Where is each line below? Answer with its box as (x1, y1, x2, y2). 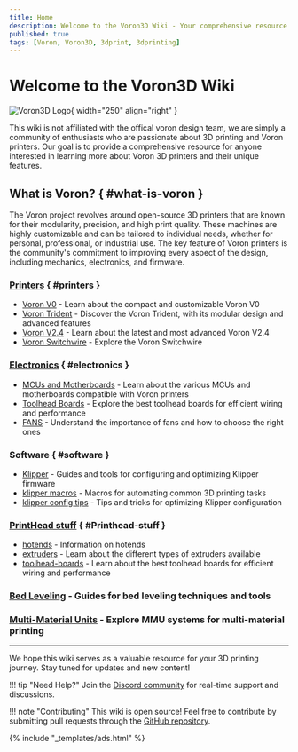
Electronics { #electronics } (9, 359, 130, 371)
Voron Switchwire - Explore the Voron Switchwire (21, 336, 202, 347)
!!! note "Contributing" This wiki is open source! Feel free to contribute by (9, 707, 277, 717)
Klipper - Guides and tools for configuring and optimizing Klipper (21, 468, 259, 479)
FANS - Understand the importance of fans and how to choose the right (21, 416, 284, 427)
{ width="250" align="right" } (70, 106, 178, 116)
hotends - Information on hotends (21, 539, 146, 550)
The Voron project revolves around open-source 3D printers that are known (9, 210, 286, 220)
